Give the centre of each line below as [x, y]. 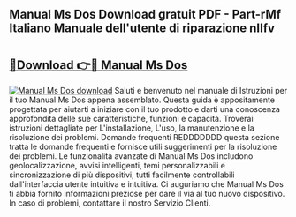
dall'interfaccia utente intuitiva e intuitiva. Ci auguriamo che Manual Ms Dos [147, 184]
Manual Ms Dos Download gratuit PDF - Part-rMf [145, 15]
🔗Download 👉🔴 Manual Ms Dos [99, 65]
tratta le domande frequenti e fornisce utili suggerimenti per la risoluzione [143, 146]
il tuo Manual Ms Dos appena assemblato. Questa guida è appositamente [142, 100]
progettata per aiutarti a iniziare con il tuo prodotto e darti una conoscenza [145, 109]
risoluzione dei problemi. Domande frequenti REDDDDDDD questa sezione [144, 137]
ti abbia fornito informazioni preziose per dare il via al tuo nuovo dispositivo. [147, 194]
